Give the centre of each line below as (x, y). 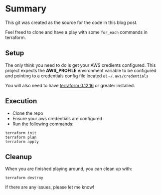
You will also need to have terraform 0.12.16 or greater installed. (70, 85)
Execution (21, 101)
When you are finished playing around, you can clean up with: (69, 169)
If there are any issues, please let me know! (50, 187)
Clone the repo (28, 113)
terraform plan (21, 137)
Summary (26, 9)
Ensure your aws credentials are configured (57, 118)
